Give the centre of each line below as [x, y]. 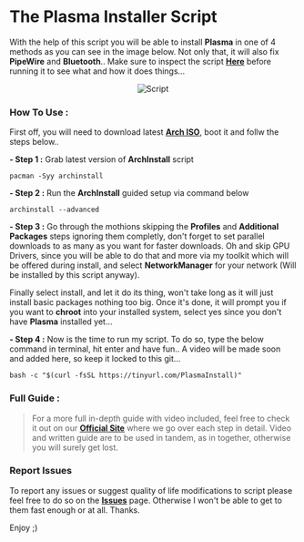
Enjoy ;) [24, 527]
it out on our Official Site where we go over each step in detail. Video [162, 428]
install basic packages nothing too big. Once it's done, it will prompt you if [148, 302]
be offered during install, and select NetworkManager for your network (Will [153, 265]
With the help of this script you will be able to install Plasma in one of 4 [142, 42]
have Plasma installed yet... [61, 322]
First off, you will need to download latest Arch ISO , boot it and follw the [144, 132]
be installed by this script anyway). [75, 275]
